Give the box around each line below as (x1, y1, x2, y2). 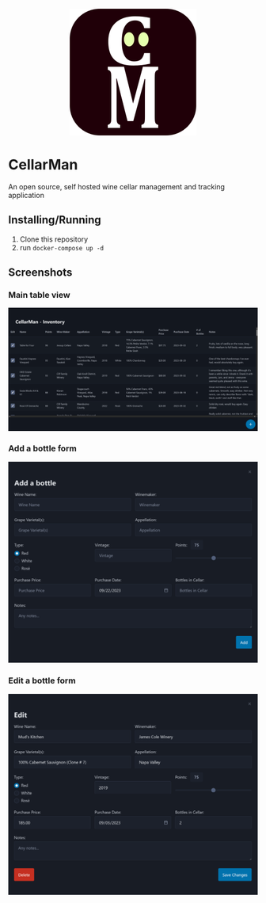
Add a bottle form (8, 443, 77, 454)
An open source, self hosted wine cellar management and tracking (8, 181, 226, 191)
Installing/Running (8, 213, 101, 227)
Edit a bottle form (8, 675, 77, 686)
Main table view (8, 290, 70, 301)
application (8, 190, 45, 200)
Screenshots (8, 266, 73, 280)
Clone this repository (19, 234, 89, 244)
